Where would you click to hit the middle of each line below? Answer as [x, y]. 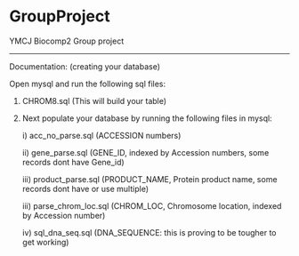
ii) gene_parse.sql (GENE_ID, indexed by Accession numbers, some [145, 152]
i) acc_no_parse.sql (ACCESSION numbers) [101, 135]
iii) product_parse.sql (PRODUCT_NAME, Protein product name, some [149, 179]
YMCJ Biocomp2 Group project [67, 41]
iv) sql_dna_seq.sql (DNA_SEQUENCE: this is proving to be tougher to [149, 232]
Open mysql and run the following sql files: [88, 84]
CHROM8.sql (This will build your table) [94, 100]
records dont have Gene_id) [73, 162]
